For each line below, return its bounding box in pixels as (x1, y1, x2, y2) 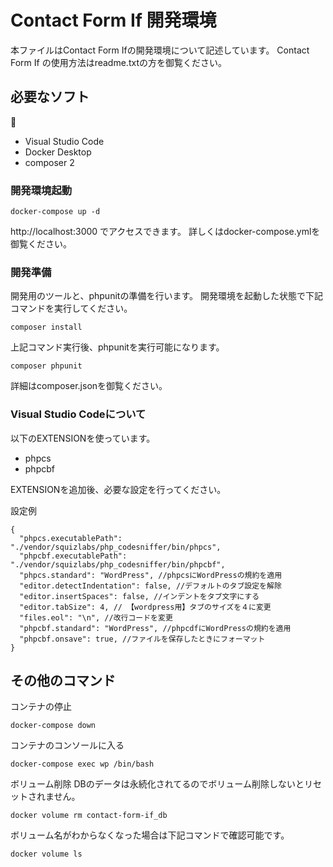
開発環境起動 (10, 183, 73, 197)
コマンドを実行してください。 (10, 302, 133, 315)
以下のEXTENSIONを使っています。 (10, 432, 156, 444)
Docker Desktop (24, 146, 92, 158)
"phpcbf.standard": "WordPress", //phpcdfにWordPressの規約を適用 (19, 623, 292, 633)
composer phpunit (10, 361, 83, 371)
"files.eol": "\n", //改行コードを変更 (19, 612, 173, 623)
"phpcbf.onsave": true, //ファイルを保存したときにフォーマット (19, 634, 266, 644)
